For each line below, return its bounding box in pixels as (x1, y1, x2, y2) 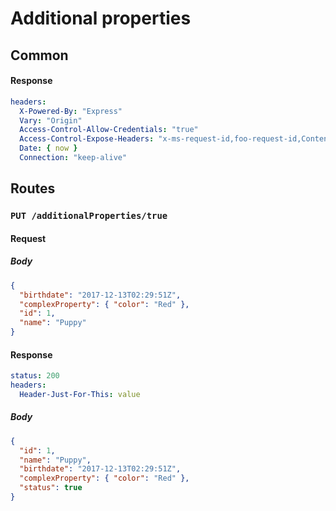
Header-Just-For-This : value (19, 389, 141, 399)
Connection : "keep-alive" (19, 153, 128, 163)
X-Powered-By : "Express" (19, 106, 123, 116)
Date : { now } (19, 143, 78, 154)
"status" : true (19, 483, 83, 493)
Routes (10, 180, 56, 197)
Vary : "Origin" (19, 115, 83, 126)
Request (10, 232, 47, 244)
